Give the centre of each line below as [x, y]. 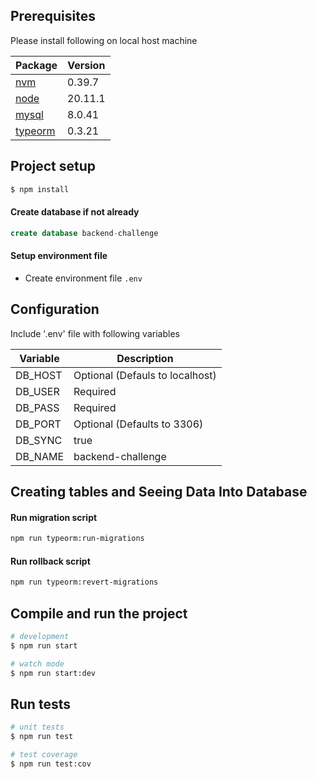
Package [36, 65]
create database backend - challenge [84, 233]
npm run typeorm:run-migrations [77, 539]
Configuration [55, 309]
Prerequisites [53, 16]
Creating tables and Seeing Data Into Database [159, 491]
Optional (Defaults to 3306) [138, 424]
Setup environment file [59, 256]
